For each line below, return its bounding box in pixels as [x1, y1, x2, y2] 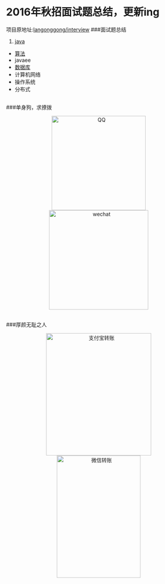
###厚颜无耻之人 [6, 321, 47, 328]
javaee [14, 57, 31, 64]
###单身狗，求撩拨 [6, 104, 52, 111]
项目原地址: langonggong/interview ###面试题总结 [6, 26, 127, 33]
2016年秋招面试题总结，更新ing [6, 5, 160, 19]
